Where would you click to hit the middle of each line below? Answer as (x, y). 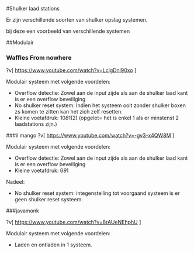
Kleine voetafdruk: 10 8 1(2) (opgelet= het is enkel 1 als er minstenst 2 (97, 118)
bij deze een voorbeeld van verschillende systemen (68, 31)
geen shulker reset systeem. (49, 200)
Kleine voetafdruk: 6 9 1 (41, 171)
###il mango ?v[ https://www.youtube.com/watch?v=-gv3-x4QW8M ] (90, 135)
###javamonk (22, 211)
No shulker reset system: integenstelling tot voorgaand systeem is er (97, 193)
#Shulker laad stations (33, 8)
